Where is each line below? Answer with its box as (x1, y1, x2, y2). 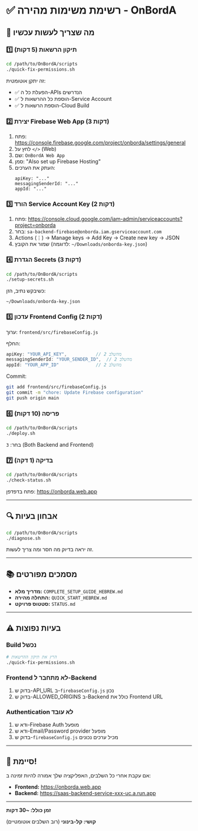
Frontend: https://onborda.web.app (14, 783, 101, 790)
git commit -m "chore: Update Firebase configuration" (6, 390, 144, 395)
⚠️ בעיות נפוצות (6, 623, 61, 633)
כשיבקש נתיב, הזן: (6, 287, 46, 295)
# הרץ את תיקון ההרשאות (6, 654, 57, 660)
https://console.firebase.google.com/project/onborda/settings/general (14, 139, 186, 146)
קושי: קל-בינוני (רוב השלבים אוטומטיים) (6, 818, 96, 825)
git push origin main (6, 395, 60, 401)
